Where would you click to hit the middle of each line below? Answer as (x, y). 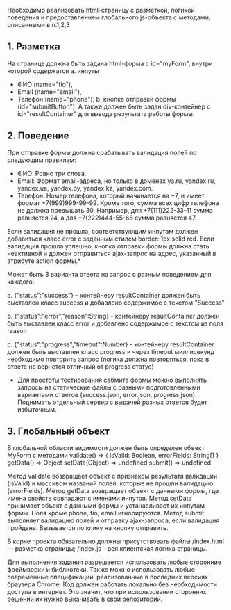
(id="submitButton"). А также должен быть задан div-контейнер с (114, 106)
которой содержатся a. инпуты (53, 71)
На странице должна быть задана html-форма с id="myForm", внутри (110, 63)
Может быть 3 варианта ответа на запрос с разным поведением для (109, 274)
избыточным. (37, 409)
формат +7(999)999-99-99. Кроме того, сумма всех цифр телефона (118, 203)
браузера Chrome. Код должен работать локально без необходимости (112, 584)
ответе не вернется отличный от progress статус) (80, 366)
